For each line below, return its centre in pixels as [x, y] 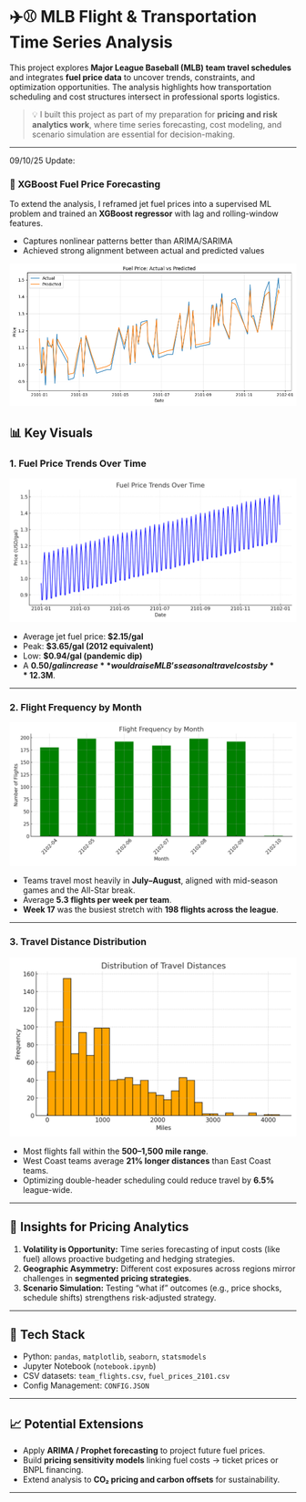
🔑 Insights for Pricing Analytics [99, 1227]
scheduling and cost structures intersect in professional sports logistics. [145, 97]
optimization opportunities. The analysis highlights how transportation [140, 87]
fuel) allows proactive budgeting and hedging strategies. [128, 1259]
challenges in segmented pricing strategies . [107, 1278]
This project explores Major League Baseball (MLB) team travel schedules [150, 67]
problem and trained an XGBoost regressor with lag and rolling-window [144, 213]
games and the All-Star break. [79, 890]
